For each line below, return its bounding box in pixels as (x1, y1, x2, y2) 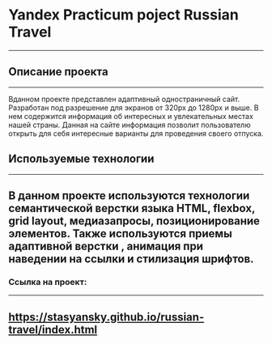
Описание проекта (8, 65, 108, 79)
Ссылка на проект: (8, 276, 87, 287)
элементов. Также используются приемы (8, 227, 232, 240)
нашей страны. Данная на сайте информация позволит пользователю (8, 120, 251, 130)
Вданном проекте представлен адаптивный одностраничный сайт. (8, 94, 240, 104)
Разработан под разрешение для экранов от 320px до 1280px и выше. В (8, 103, 259, 113)
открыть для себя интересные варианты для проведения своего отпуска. (8, 128, 264, 138)
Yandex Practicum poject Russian (8, 6, 239, 24)
